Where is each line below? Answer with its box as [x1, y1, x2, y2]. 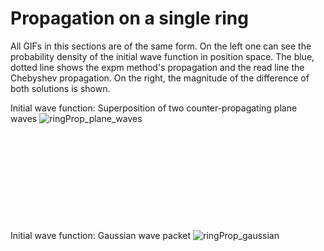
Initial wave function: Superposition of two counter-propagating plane [10, 102, 298, 114]
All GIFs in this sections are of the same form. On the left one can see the [10, 40, 312, 52]
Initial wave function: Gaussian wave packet [10, 229, 192, 241]
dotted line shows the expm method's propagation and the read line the [10, 61, 305, 73]
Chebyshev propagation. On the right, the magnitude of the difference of [10, 72, 310, 84]
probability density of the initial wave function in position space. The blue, [10, 50, 315, 62]
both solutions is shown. [10, 82, 111, 94]
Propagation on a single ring [10, 7, 249, 30]
